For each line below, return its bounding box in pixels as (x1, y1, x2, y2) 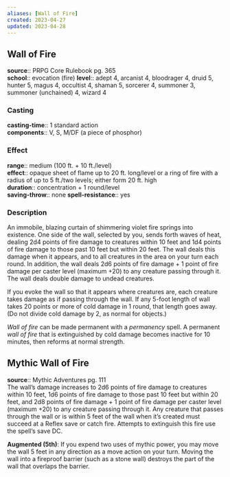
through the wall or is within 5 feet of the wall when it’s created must (7, 412, 200, 420)
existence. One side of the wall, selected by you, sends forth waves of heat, (7, 231, 222, 239)
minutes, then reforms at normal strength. (7, 337, 125, 346)
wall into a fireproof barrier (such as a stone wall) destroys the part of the (7, 454, 215, 463)
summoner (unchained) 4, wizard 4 (7, 89, 107, 97)
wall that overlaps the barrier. (7, 462, 91, 470)
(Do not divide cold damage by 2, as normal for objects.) (7, 310, 167, 318)
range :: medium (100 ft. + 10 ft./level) (7, 161, 112, 169)
